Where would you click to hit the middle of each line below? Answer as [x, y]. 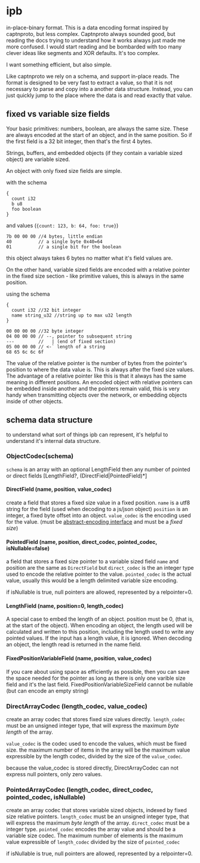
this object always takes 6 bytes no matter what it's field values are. [90, 258]
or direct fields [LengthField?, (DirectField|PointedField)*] [77, 475]
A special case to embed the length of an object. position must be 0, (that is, [100, 619]
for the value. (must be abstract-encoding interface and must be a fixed [94, 522]
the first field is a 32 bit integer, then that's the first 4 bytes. [79, 141]
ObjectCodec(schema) [40, 456]
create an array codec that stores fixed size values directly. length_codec [96, 719]
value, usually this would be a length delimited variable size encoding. [92, 581]
